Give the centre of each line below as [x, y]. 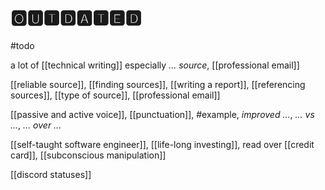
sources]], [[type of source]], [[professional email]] [115, 95]
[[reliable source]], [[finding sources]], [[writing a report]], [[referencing [158, 84]
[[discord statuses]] [51, 174]
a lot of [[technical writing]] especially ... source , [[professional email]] [155, 65]
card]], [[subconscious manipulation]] [88, 155]
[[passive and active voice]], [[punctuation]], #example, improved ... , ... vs [162, 114]
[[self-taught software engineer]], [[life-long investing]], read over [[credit [162, 144]
